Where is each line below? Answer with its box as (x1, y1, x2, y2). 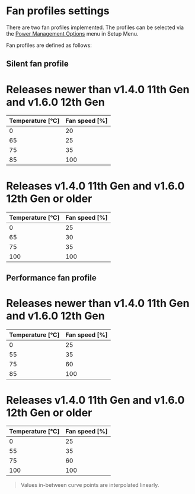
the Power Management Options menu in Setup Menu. (6, 30, 139, 37)
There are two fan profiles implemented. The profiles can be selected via (6, 24, 184, 31)
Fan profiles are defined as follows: (6, 42, 92, 49)
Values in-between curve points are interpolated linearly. (20, 482, 159, 489)
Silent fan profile (6, 59, 69, 69)
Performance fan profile (6, 273, 97, 283)
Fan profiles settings (6, 4, 110, 18)
